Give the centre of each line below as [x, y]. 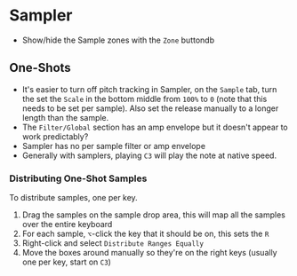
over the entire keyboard [67, 225]
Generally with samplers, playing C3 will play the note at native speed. [149, 155]
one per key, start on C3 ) [66, 262]
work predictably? [55, 136]
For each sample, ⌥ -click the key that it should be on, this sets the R [145, 234]
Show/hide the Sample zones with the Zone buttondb [118, 40]
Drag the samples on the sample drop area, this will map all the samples [154, 215]
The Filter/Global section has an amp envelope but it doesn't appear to [155, 127]
